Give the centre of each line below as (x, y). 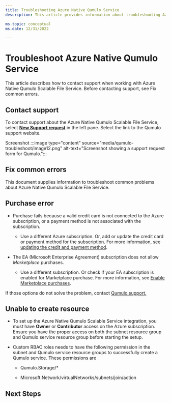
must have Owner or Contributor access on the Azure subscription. (84, 327)
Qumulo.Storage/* (39, 368)
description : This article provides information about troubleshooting (83, 15)
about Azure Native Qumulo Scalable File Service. (58, 187)
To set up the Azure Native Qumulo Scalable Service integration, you (84, 321)
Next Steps (23, 394)
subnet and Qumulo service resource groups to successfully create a (85, 353)
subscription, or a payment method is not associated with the (77, 221)
